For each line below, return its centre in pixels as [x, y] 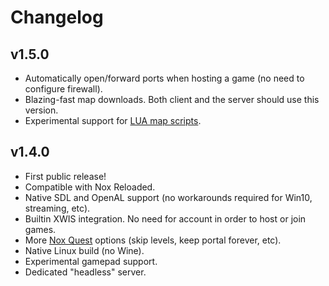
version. [41, 110]
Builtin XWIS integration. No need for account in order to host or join [165, 218]
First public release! [65, 176]
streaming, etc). [57, 208]
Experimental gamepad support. [91, 261]
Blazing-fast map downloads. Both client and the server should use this [172, 99]
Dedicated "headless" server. [85, 272]
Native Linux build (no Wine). [84, 250]
